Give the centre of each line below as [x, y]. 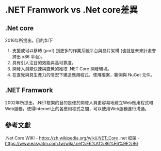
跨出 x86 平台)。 [28, 57]
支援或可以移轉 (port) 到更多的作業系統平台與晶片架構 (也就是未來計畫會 [84, 51]
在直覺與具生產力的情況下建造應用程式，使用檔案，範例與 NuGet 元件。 [83, 75]
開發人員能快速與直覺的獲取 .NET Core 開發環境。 [62, 69]
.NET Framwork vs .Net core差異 [72, 10]
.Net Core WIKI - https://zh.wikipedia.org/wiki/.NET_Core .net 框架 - [72, 138]
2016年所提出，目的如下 [29, 40]
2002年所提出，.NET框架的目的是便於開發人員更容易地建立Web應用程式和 [79, 103]
